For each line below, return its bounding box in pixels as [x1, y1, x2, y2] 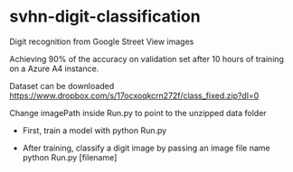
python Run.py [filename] [22, 151, 118, 163]
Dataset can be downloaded [9, 80, 115, 91]
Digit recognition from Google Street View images [9, 36, 194, 47]
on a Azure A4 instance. [9, 63, 99, 74]
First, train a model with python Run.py [22, 124, 167, 136]
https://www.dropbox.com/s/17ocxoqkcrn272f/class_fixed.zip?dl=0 [9, 90, 260, 101]
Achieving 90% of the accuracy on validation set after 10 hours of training [9, 53, 285, 64]
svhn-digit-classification [9, 6, 201, 27]
